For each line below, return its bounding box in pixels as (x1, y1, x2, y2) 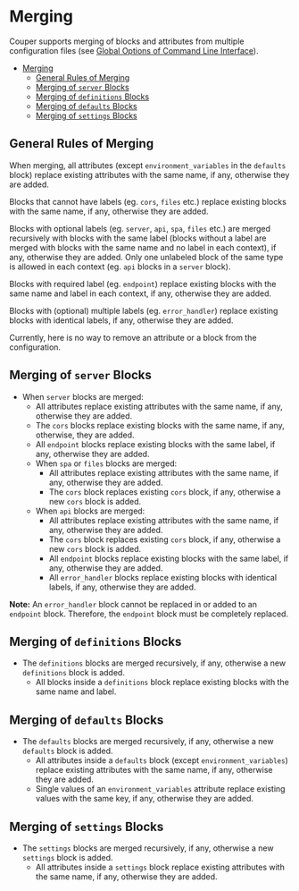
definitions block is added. (21, 667, 125, 678)
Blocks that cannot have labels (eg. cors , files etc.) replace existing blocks (9, 196, 287, 207)
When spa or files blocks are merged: (35, 458, 177, 469)
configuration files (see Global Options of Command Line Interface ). (9, 45, 259, 55)
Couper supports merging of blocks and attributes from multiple (9, 36, 245, 47)
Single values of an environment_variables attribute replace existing (35, 784, 286, 794)
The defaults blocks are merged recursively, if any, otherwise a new (21, 736, 274, 747)
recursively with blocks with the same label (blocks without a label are (9, 233, 267, 243)
